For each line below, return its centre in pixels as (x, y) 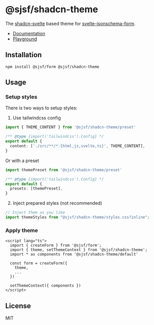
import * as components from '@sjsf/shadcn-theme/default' (74, 254)
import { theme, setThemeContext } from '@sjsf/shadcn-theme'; (79, 250)
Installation (24, 55)
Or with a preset (22, 160)
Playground (25, 39)
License (18, 306)
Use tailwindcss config (37, 118)
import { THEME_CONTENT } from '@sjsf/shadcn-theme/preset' (71, 127)
